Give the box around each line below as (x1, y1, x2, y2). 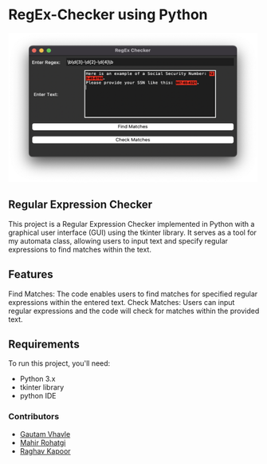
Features (8, 268, 53, 281)
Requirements (8, 337, 80, 351)
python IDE (19, 391, 57, 401)
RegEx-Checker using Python (8, 6, 209, 24)
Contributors (8, 411, 60, 422)
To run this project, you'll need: (8, 359, 111, 368)
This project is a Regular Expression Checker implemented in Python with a (8, 219, 255, 228)
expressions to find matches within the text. (8, 244, 151, 254)
